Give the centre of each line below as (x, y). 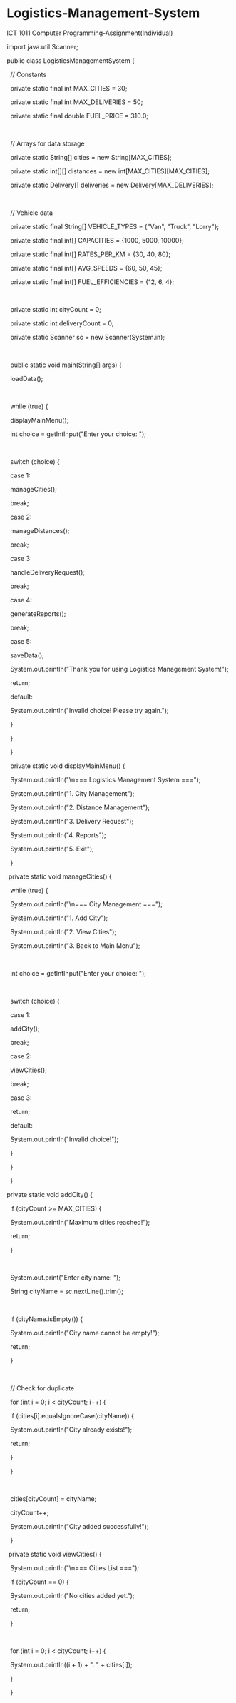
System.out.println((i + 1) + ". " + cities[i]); (71, 1664)
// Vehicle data (31, 213)
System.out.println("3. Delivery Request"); (72, 821)
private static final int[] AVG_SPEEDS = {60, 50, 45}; (86, 268)
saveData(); (27, 655)
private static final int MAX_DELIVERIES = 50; (76, 102)
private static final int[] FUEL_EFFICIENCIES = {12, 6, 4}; (92, 282)
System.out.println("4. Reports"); (58, 835)
